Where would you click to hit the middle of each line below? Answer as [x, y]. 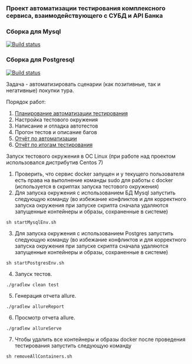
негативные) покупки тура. [40, 90]
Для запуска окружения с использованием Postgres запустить [94, 233]
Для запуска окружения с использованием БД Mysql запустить [95, 193]
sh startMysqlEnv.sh [32, 222]
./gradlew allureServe [34, 328]
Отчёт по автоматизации [46, 138]
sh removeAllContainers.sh [39, 356]
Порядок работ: [26, 102]
